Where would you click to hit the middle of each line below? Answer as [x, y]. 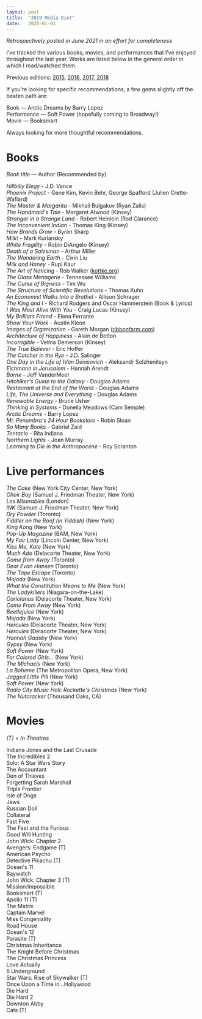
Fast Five [18, 822]
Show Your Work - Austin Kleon [46, 323]
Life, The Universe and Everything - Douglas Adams [72, 394]
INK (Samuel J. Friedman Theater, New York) [63, 508]
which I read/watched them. [41, 66]
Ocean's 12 [20, 932]
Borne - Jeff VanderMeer [38, 375]
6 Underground [26, 971]
